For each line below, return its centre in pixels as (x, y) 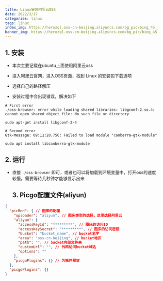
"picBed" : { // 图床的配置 (35, 211)
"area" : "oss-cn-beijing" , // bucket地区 (60, 238)
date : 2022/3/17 (21, 14)
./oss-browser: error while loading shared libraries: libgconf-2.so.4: (80, 109)
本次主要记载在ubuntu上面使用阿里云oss (52, 65)
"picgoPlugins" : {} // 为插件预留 (47, 260)
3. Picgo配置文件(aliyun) (49, 195)
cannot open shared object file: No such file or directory (67, 114)
